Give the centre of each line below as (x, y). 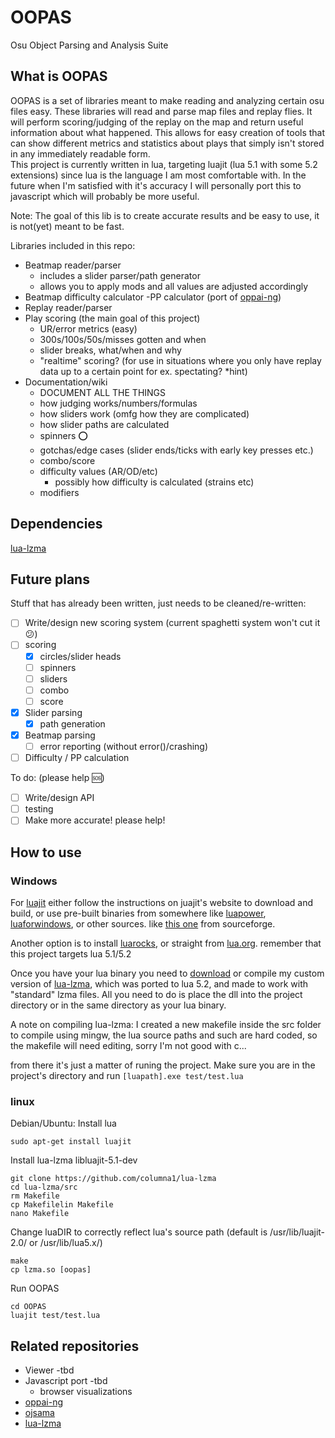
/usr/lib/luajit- (297, 1232)
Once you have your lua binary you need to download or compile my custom (167, 973)
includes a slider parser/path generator (120, 275)
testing (39, 809)
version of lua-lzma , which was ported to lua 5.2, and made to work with (159, 984)
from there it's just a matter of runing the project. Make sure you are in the (163, 1065)
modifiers (59, 492)
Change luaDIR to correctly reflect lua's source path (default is (139, 1232)
